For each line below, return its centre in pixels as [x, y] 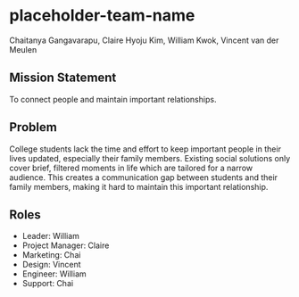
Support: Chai [48, 284]
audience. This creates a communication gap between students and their [144, 177]
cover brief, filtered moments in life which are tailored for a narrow [131, 168]
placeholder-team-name [102, 16]
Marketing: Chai [51, 255]
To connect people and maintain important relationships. [113, 99]
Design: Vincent [52, 265]
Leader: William [51, 236]
